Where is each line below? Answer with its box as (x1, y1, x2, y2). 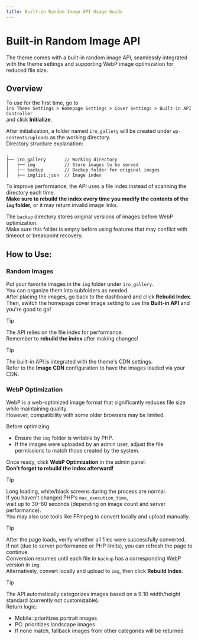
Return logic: (6, 603, 37, 610)
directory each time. (6, 189, 56, 196)
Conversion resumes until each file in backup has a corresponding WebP (6, 555, 181, 562)
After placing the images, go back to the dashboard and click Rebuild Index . (6, 293, 192, 300)
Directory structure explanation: (6, 140, 84, 147)
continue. (6, 549, 30, 556)
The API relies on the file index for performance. (6, 329, 124, 336)
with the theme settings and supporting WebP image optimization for (6, 60, 174, 67)
